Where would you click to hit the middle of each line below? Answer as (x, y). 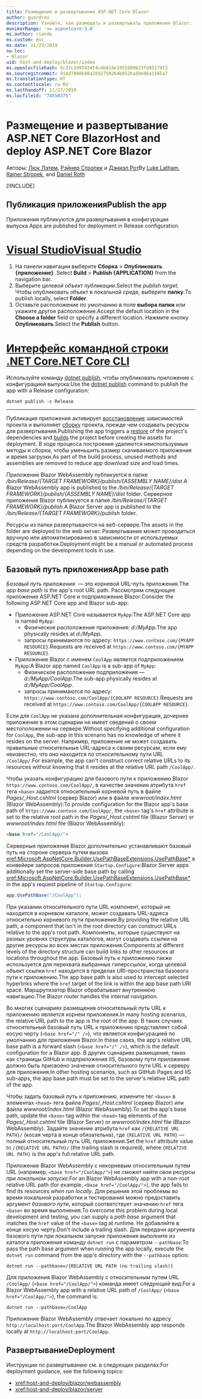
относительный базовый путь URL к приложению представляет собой (97, 1027)
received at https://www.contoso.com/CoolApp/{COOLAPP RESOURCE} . (106, 704)
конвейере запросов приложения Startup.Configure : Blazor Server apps (98, 865)
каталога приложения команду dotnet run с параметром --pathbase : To (97, 1242)
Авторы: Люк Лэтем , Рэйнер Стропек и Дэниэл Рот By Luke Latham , (93, 168)
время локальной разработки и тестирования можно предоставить (93, 1197)
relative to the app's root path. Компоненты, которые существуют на (93, 932)
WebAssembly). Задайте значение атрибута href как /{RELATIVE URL (93, 1128)
